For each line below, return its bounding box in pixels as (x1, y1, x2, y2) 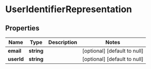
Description (48, 39, 78, 46)
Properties (5, 24, 40, 32)
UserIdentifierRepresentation (5, 4, 132, 15)
